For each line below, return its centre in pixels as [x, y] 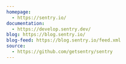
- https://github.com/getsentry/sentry [62, 52]
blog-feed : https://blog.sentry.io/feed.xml [64, 40]
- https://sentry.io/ [39, 18]
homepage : [19, 12]
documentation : [26, 23]
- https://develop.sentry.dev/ [51, 29]
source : [16, 46]
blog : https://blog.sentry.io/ [46, 35]
